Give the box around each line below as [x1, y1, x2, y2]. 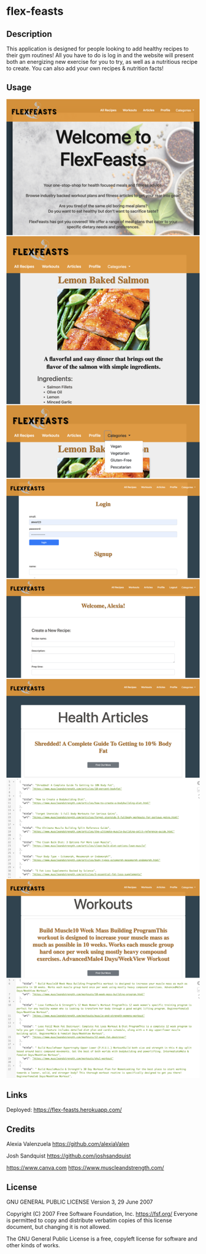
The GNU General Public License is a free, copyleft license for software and [6, 1235, 197, 1242]
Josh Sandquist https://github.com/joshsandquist [6, 1152, 131, 1159]
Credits [6, 1124, 36, 1134]
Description [6, 29, 52, 39]
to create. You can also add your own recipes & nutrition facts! [6, 65, 164, 72]
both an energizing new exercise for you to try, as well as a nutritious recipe [6, 58, 198, 65]
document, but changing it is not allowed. [6, 1223, 111, 1231]
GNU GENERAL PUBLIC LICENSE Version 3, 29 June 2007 [6, 1198, 153, 1205]
